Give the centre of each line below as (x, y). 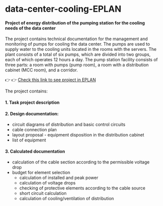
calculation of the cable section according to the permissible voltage (81, 162)
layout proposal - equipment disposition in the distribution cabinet (78, 135)
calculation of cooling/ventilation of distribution (67, 199)
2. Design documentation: (32, 114)
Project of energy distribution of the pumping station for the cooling (75, 23)
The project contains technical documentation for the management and (76, 39)
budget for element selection (41, 173)
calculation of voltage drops (47, 183)
